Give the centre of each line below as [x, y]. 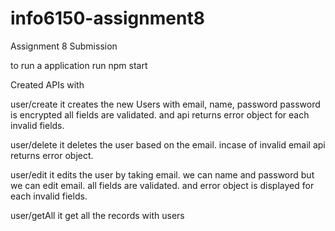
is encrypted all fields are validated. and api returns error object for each [160, 114]
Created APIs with [47, 84]
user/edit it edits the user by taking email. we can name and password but [162, 174]
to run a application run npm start [79, 65]
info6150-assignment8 [107, 18]
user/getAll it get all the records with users [97, 215]
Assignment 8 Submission [64, 46]
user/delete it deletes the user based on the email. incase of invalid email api [168, 144]
